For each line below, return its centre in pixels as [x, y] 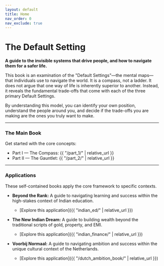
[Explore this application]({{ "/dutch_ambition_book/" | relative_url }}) [89, 258]
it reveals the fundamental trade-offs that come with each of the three [75, 91]
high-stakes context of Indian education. [53, 201]
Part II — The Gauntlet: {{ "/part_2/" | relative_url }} [63, 158]
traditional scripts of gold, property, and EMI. [57, 225]
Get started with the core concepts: [41, 144]
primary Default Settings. [30, 96]
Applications [20, 175]
